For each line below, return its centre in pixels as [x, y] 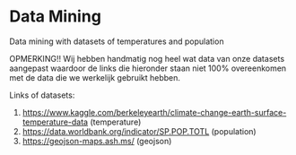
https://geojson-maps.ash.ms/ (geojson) [97, 141]
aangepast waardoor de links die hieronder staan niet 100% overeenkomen [148, 68]
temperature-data [55, 122]
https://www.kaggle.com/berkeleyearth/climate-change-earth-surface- [154, 112]
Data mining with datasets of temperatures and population [117, 41]
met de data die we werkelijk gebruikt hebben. [95, 77]
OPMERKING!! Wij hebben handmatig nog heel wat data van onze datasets [147, 58]
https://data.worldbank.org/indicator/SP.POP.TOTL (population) [139, 131]
